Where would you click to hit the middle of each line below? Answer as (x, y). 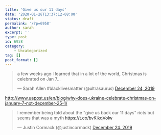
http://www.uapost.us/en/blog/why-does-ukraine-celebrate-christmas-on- (80, 98)
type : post (16, 37)
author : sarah (20, 28)
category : (15, 46)
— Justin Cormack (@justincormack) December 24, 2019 (75, 128)
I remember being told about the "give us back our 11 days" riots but (85, 113)
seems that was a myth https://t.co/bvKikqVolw (65, 118)
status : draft (20, 19)
